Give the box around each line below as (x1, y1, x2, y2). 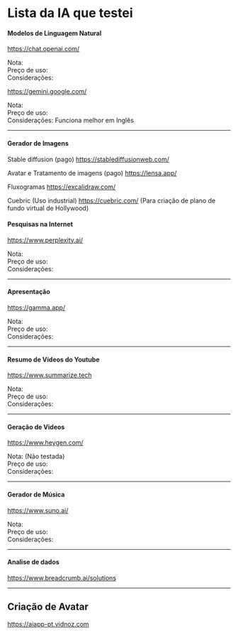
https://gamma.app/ (7, 303, 66, 312)
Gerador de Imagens (7, 139, 69, 147)
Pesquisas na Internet (7, 220, 73, 229)
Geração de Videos (7, 423, 65, 431)
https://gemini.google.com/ (7, 87, 87, 96)
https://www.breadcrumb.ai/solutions (7, 573, 117, 582)
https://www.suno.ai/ (7, 506, 69, 514)
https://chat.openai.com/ (7, 45, 80, 53)
